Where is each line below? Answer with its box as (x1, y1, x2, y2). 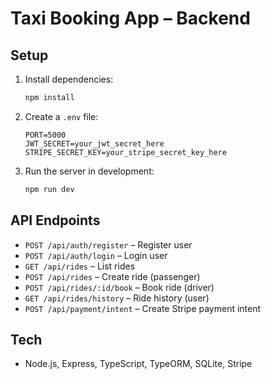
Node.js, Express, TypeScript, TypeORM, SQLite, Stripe (24, 358, 253, 370)
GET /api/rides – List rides (24, 260, 136, 272)
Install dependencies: (24, 73, 114, 85)
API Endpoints (10, 212, 101, 229)
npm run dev (24, 184, 75, 194)
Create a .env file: (24, 110, 99, 122)
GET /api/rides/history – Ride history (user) (24, 292, 210, 304)
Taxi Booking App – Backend (10, 7, 251, 30)
